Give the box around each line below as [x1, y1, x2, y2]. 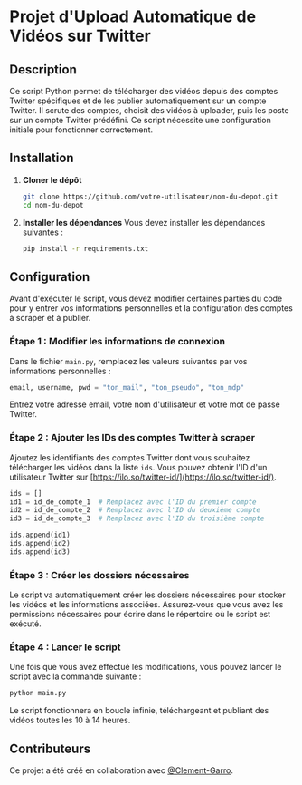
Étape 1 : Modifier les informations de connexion [9, 335, 226, 348]
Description [9, 62, 77, 77]
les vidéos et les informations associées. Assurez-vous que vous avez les [9, 599, 284, 610]
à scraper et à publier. [9, 313, 91, 324]
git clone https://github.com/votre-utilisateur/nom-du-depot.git [22, 192, 278, 201]
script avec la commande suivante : [9, 671, 142, 682]
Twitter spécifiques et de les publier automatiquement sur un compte [9, 95, 267, 106]
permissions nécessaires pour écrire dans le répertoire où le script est [9, 609, 271, 620]
